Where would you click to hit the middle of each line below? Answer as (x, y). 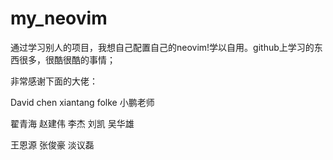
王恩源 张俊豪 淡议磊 (52, 144)
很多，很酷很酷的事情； (67, 59)
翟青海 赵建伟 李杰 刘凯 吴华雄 (72, 123)
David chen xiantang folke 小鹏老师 (82, 102)
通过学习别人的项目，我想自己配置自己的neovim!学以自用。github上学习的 (162, 47)
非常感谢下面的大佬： (54, 81)
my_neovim (59, 18)
